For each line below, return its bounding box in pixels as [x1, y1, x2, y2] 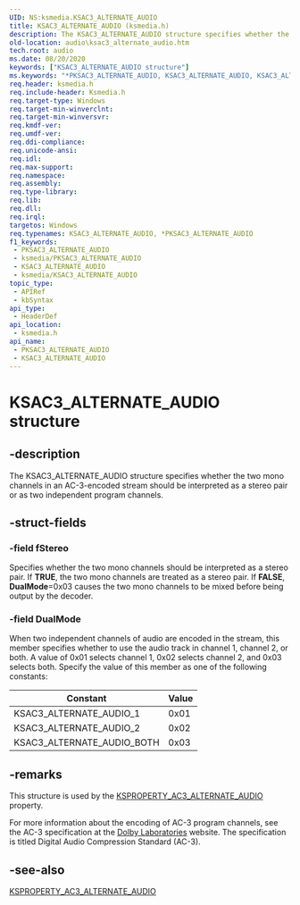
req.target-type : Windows [9, 96, 105, 105]
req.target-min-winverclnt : [9, 105, 114, 113]
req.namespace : [9, 171, 66, 180]
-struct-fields [9, 515, 87, 530]
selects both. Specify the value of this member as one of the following [9, 662, 268, 673]
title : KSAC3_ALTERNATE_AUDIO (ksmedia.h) [9, 21, 170, 30]
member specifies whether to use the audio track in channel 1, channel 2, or [9, 642, 288, 653]
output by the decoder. [9, 591, 94, 601]
